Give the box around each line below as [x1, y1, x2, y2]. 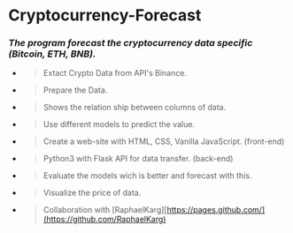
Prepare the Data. [42, 85, 108, 95]
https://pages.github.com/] [166, 205, 266, 215]
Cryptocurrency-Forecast [8, 5, 202, 26]
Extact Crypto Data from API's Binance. [42, 68, 188, 79]
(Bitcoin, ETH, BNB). [8, 48, 96, 60]
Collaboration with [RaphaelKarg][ [42, 205, 167, 215]
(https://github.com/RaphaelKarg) [42, 214, 166, 225]
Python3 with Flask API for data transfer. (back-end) [42, 154, 234, 164]
